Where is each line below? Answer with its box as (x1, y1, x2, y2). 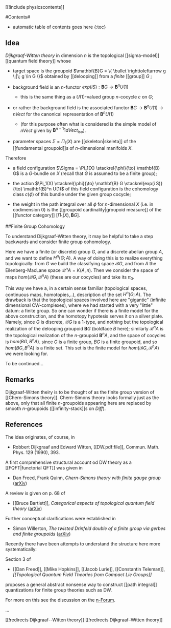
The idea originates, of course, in (5, 434, 75, 440)
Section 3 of (5, 556, 31, 562)
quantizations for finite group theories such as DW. (5, 586, 112, 593)
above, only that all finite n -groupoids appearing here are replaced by (5, 400, 152, 406)
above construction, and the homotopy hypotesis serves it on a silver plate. (5, 313, 163, 319)
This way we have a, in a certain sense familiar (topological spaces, (5, 285, 148, 291)
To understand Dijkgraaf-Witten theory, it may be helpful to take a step (5, 233, 154, 239)
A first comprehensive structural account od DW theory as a (5, 459, 132, 465)
